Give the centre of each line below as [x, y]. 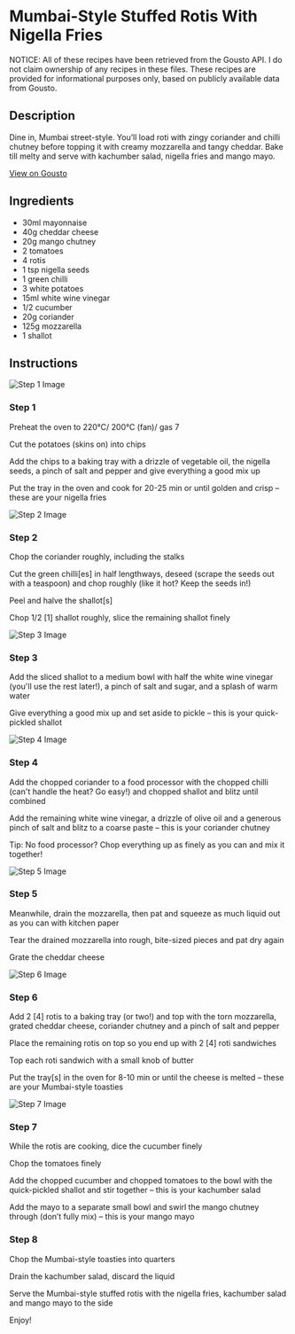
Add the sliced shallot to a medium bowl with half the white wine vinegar [141, 677]
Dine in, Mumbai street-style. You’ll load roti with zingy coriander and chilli [145, 137]
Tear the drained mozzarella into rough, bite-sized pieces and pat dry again [147, 940]
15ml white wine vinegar [66, 298]
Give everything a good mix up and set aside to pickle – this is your [132, 713]
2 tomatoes [43, 251]
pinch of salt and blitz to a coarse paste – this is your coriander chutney [140, 827]
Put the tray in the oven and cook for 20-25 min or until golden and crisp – [144, 488]
